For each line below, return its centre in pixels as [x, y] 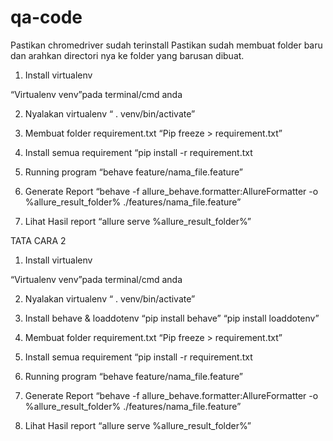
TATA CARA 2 [38, 240]
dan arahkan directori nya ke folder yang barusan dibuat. [127, 55]
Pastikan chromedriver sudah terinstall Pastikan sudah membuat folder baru [166, 45]
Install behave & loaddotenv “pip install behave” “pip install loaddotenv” [172, 318]
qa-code [46, 17]
